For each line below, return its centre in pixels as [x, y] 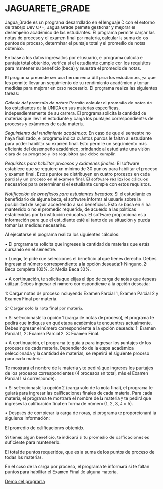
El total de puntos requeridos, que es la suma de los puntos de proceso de [80, 452]
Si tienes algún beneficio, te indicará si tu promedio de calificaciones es [77, 437]
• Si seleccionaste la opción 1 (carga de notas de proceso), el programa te [80, 317]
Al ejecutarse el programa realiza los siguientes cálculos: [62, 234]
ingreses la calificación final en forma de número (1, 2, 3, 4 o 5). [69, 403]
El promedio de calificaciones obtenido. [45, 428]
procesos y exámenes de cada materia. [45, 124]
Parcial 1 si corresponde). [31, 378]
